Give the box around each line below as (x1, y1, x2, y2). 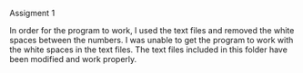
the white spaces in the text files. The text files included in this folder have (9, 44, 288, 55)
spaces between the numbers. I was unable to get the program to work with (9, 35, 294, 45)
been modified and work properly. (9, 54, 137, 64)
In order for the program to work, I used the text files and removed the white (9, 25, 295, 35)
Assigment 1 (9, 8, 56, 18)
